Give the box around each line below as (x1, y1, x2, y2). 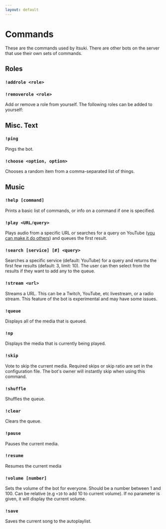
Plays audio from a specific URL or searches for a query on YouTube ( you (5, 230, 155, 236)
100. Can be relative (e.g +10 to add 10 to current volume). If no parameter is (5, 491, 160, 497)
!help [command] (5, 198, 45, 203)
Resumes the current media (5, 463, 62, 469)
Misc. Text (5, 121, 38, 129)
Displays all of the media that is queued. (5, 318, 87, 324)
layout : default (5, 7, 39, 12)
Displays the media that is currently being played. (5, 340, 106, 347)
